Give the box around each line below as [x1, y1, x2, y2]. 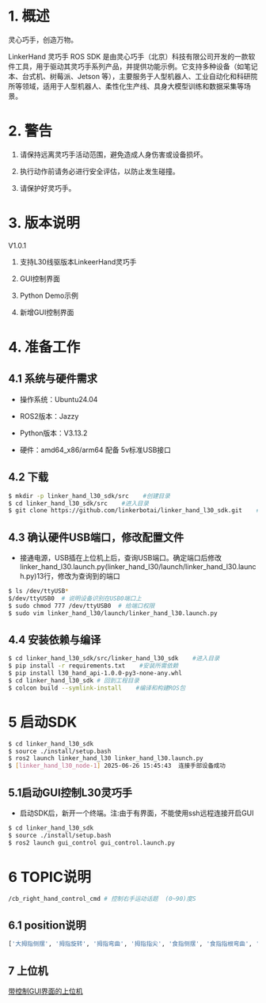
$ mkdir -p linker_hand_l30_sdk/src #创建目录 [8, 492, 170, 500]
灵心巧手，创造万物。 [8, 35, 78, 44]
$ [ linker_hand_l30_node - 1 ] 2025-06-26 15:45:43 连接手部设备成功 [8, 762, 226, 770]
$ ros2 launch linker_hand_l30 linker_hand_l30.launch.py [8, 754, 203, 762]
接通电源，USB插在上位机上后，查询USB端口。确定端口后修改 [19, 553, 222, 563]
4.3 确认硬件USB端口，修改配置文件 [8, 530, 184, 544]
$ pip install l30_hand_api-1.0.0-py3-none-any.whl [8, 670, 182, 678]
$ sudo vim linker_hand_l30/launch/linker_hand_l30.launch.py [8, 609, 218, 617]
